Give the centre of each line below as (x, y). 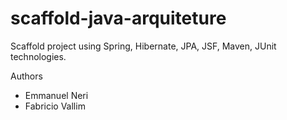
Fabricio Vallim (55, 106)
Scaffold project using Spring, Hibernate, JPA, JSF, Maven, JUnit (143, 46)
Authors (26, 76)
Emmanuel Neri (56, 95)
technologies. (38, 56)
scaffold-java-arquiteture (118, 18)
